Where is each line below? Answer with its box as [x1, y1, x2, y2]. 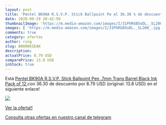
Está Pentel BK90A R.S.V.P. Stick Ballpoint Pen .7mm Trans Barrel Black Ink [5, 76, 158, 82]
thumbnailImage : [5, 21, 39, 26]
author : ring [5, 39, 32, 44]
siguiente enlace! [5, 86, 40, 92]
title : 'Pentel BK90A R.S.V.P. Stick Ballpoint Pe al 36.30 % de [5, 12, 142, 17]
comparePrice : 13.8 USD [5, 58, 54, 62]
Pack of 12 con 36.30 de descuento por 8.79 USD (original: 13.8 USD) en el [5, 81, 157, 87]
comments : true [5, 30, 37, 35]
